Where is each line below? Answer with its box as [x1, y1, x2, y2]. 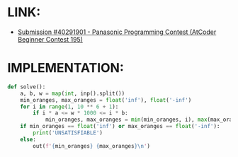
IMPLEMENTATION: [7, 60, 124, 76]
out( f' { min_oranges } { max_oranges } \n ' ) [33, 142, 151, 149]
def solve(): [7, 83, 46, 91]
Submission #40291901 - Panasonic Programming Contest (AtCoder [17, 28, 217, 36]
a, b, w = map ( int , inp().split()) [20, 90, 125, 97]
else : [20, 136, 37, 143]
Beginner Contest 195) [17, 35, 84, 43]
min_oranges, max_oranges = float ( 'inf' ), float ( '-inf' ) [20, 96, 192, 103]
